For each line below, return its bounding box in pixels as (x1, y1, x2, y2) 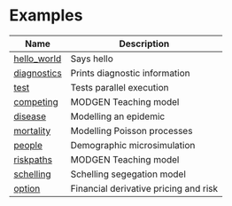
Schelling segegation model (70, 168, 186, 180)
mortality (13, 124, 51, 137)
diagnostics (13, 67, 62, 79)
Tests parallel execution (70, 81, 169, 93)
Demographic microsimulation (70, 139, 196, 151)
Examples (9, 5, 83, 26)
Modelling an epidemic (70, 110, 166, 123)
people (13, 139, 43, 151)
